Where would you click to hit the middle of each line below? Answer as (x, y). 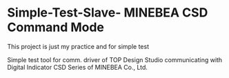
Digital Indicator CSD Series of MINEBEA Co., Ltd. (78, 67)
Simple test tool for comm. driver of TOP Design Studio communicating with (115, 59)
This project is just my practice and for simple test (78, 46)
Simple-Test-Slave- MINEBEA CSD (108, 13)
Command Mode (56, 27)
